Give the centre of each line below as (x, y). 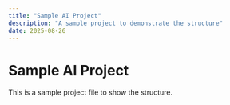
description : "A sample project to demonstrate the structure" (116, 23)
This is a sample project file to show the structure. (91, 92)
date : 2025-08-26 (37, 30)
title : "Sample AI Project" (55, 16)
